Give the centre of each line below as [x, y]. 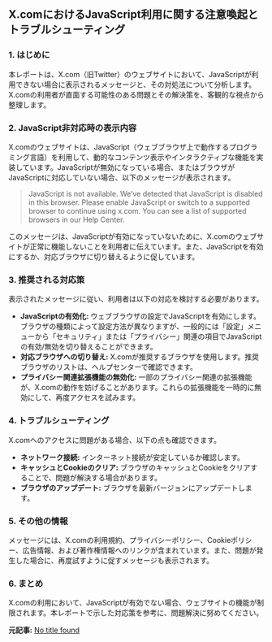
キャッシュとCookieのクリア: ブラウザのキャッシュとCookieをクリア [135, 467]
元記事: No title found [44, 630]
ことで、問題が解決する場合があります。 [95, 477]
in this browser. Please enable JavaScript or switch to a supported [139, 202]
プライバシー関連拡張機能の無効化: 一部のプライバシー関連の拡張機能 [136, 377]
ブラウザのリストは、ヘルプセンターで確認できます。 [108, 367]
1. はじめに [29, 55]
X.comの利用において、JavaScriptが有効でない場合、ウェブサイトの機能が [133, 603]
